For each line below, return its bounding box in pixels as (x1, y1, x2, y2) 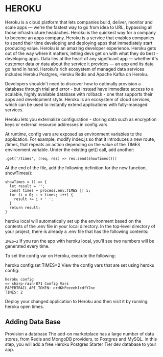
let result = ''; (9, 183, 45, 189)
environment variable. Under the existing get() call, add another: (5, 147, 135, 153)
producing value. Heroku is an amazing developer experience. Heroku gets (5, 45, 157, 51)
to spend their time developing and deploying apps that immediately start (5, 40, 153, 46)
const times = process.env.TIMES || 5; (9, 188, 91, 193)
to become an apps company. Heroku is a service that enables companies (5, 35, 155, 41)
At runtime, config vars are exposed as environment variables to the (5, 131, 142, 137)
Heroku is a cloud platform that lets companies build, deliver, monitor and (5, 19, 153, 25)
